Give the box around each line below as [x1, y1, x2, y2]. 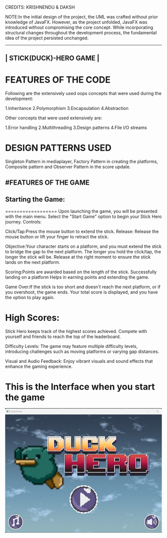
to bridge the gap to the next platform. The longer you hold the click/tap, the [5, 249, 162, 255]
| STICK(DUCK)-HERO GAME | [5, 54, 100, 63]
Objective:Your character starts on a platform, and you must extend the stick [5, 243, 162, 249]
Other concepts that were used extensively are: [5, 115, 102, 121]
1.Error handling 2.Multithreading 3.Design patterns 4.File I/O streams [5, 124, 147, 131]
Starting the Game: [5, 195, 66, 204]
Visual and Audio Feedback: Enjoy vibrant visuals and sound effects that [5, 358, 153, 364]
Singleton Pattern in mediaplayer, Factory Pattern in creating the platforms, [5, 159, 158, 165]
